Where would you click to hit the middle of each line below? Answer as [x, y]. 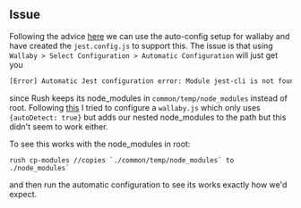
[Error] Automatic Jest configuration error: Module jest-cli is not [142, 81]
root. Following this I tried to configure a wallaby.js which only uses [135, 107]
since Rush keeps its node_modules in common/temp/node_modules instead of [149, 98]
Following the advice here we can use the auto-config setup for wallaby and [150, 36]
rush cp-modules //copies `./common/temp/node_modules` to [122, 160]
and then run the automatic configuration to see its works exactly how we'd [148, 184]
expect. [23, 194]
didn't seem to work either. [59, 126]
